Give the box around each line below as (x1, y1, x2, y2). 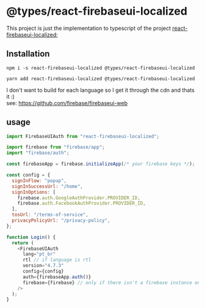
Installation (6, 49, 50, 59)
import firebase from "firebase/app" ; (6, 144, 105, 150)
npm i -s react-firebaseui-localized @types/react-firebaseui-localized (6, 65, 195, 71)
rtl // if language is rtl (22, 257, 92, 263)
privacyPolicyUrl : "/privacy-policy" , (12, 218, 111, 224)
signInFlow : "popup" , (12, 177, 67, 184)
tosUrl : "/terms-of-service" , (12, 212, 88, 218)
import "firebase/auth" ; (6, 150, 70, 156)
